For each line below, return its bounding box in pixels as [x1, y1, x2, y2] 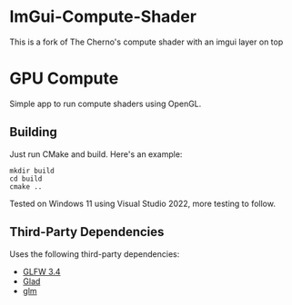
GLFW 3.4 [22, 266, 61, 277]
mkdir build [9, 166, 55, 175]
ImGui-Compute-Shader [9, 6, 197, 27]
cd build [9, 174, 43, 183]
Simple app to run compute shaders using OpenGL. [9, 98, 202, 109]
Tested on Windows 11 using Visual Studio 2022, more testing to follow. [9, 198, 276, 209]
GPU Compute [9, 68, 119, 89]
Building [9, 124, 57, 140]
